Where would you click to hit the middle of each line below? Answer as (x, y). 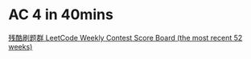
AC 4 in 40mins (61, 15)
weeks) (21, 46)
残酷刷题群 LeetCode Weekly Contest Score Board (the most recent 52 (125, 37)
